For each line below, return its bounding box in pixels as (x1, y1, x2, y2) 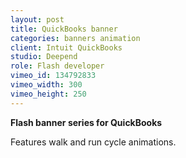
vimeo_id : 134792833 (10, 71, 97, 81)
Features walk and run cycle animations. (10, 136, 177, 148)
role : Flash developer (10, 61, 105, 71)
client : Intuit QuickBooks (10, 42, 123, 53)
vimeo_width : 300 (10, 80, 83, 90)
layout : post (10, 14, 65, 25)
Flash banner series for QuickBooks (10, 116, 163, 128)
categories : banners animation (10, 33, 141, 43)
